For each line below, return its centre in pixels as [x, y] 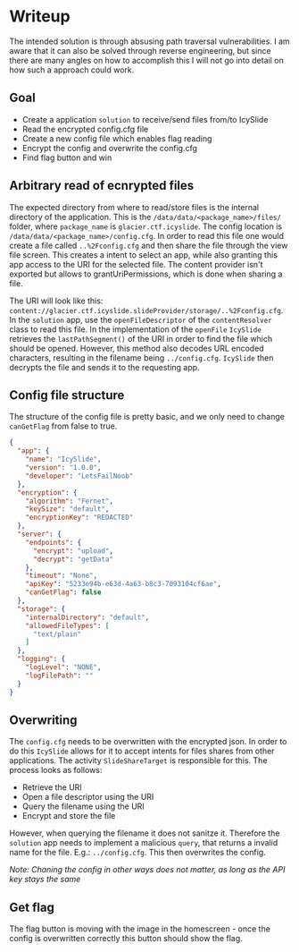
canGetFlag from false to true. [63, 426]
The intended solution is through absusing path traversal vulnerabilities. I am [149, 41]
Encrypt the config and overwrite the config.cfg [110, 148]
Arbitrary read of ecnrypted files [102, 186]
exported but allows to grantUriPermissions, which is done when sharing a [146, 274]
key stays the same [45, 880]
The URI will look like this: [56, 301]
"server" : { [40, 534]
